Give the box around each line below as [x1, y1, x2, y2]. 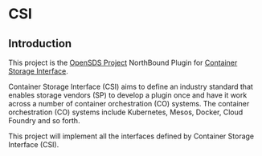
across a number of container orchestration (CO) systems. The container [8, 99, 250, 108]
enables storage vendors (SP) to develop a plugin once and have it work [8, 90, 248, 100]
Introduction [8, 37, 72, 50]
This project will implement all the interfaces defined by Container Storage [8, 131, 255, 141]
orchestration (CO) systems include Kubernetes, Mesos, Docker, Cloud [8, 107, 244, 117]
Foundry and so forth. [8, 116, 80, 125]
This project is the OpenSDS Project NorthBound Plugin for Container [8, 58, 238, 67]
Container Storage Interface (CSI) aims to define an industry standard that [8, 82, 253, 91]
